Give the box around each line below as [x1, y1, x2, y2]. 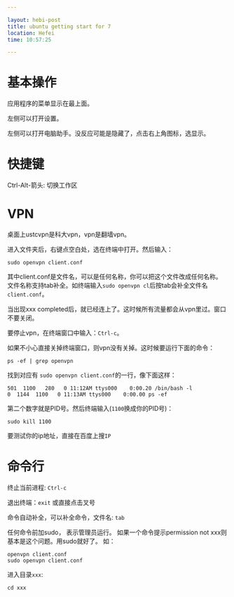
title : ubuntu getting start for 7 [7, 23, 111, 30]
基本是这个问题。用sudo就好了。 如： [7, 537, 116, 545]
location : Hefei [7, 30, 55, 37]
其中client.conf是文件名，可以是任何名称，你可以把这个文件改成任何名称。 [7, 272, 222, 281]
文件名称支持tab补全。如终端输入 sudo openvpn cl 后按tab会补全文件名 [7, 281, 208, 290]
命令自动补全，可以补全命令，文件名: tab [7, 513, 125, 521]
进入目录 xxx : [7, 570, 43, 579]
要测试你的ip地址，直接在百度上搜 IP [7, 432, 111, 440]
